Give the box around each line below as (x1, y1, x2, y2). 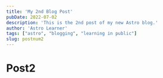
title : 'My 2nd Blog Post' (6, 8, 73, 15)
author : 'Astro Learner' (6, 25, 68, 31)
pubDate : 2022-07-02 (6, 14, 58, 20)
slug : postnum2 (6, 36, 44, 42)
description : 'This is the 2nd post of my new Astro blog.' (6, 19, 159, 25)
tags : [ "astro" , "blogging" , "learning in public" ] (6, 31, 137, 37)
